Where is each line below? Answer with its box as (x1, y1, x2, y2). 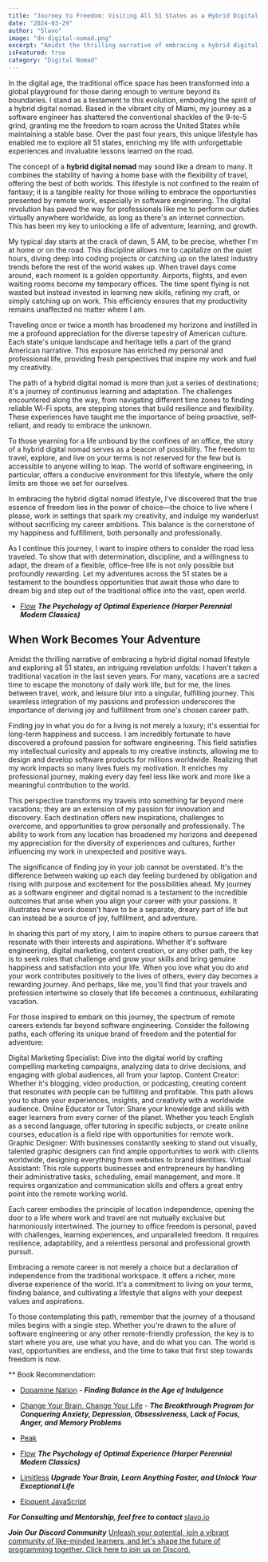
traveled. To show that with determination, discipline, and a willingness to (8, 552, 249, 561)
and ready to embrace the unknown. (32, 420, 152, 430)
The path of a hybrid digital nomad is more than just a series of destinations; (8, 377, 259, 388)
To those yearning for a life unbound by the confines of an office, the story (8, 436, 254, 445)
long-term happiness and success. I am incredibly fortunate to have (8, 729, 231, 739)
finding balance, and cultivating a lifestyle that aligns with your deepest (8, 1288, 242, 1297)
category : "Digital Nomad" (8, 57, 98, 65)
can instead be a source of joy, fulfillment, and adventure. (8, 913, 198, 922)
